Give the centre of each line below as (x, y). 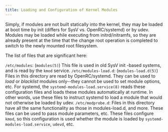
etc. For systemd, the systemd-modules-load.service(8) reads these (75, 87)
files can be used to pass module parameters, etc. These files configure (79, 113)
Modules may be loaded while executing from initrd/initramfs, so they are (81, 35)
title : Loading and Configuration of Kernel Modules (61, 10)
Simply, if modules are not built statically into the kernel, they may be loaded (84, 24)
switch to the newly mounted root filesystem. (52, 45)
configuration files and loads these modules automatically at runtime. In (79, 92)
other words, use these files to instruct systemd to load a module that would (84, 97)
